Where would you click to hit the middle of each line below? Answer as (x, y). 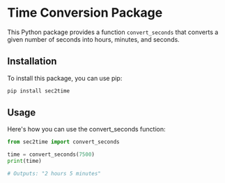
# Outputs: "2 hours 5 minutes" (54, 174)
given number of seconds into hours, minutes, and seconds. (93, 39)
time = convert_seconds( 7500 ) (51, 154)
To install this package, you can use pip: (65, 78)
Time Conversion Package (85, 13)
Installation (32, 62)
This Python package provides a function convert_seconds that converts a (113, 32)
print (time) (24, 161)
